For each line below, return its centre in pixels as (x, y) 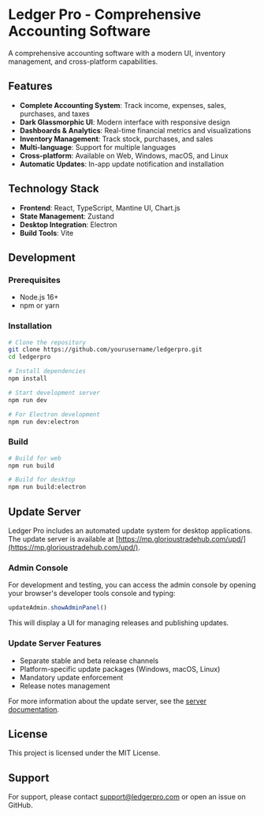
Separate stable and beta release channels (89, 661)
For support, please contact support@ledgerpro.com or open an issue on (127, 797)
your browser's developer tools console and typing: (92, 594)
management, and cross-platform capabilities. (83, 61)
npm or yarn (39, 306)
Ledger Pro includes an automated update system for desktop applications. (130, 531)
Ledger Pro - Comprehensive (105, 15)
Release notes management (65, 686)
